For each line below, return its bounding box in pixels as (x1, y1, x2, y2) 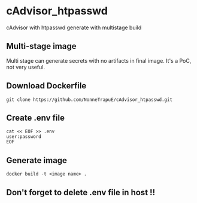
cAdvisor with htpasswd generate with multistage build (6, 24, 142, 31)
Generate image (6, 155, 68, 165)
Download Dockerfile (6, 81, 87, 91)
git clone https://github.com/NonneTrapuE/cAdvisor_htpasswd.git (6, 97, 172, 103)
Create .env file (6, 112, 65, 123)
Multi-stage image (6, 41, 77, 51)
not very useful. (6, 63, 45, 70)
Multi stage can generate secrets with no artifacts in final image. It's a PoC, (6, 57, 192, 64)
